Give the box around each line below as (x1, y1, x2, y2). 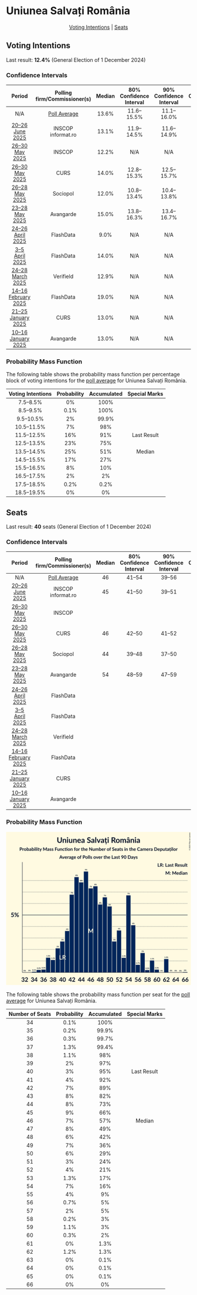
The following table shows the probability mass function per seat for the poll (6, 991, 191, 998)
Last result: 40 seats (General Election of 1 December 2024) (6, 523, 151, 531)
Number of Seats (8, 1010, 52, 1017)
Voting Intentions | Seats (69, 24, 128, 31)
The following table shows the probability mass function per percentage (6, 371, 180, 378)
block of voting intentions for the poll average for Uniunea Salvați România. (6, 377, 187, 384)
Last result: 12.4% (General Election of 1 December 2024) (6, 56, 146, 63)
